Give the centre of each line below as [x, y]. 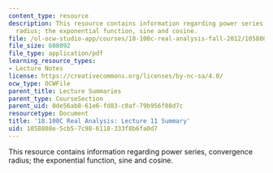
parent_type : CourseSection [56, 99]
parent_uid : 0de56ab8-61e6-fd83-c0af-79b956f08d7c [96, 106]
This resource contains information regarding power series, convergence [131, 151]
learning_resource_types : [52, 61]
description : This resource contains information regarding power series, [138, 23]
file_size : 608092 [39, 46]
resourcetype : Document [49, 114]
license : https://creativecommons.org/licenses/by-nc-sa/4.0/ [116, 76]
